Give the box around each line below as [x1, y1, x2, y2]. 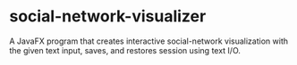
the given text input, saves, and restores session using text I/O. [9, 45, 242, 55]
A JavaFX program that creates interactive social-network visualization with [9, 36, 289, 46]
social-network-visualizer [9, 6, 207, 27]
